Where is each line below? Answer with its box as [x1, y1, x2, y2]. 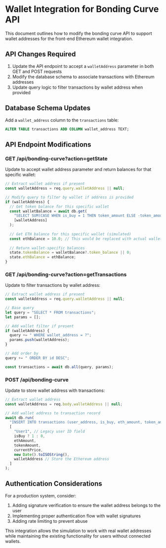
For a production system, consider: [5, 493, 77, 498]
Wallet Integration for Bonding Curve [5, 3, 159, 15]
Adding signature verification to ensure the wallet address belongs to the [12, 502, 161, 508]
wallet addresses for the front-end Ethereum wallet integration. [5, 36, 133, 42]
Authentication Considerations [5, 480, 102, 488]
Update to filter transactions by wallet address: [5, 282, 100, 288]
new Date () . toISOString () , [14, 452, 70, 457]
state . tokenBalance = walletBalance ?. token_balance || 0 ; [9, 250, 132, 255]
